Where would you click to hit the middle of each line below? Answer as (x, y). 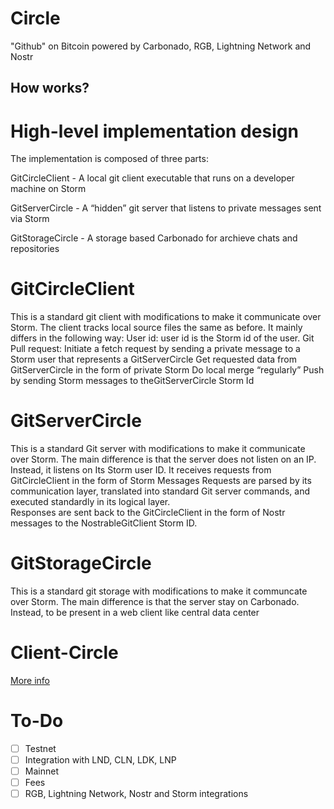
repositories (35, 249)
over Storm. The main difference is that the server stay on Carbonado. (155, 602)
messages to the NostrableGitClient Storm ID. (104, 523)
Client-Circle (64, 653)
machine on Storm (48, 189)
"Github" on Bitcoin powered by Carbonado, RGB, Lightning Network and (161, 46)
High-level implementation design (154, 131)
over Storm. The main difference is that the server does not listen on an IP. (163, 459)
